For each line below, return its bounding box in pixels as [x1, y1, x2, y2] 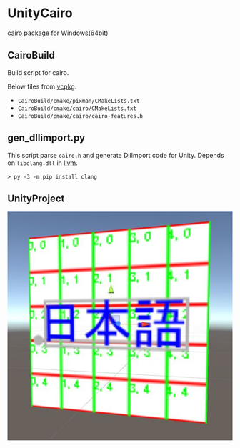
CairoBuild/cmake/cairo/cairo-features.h [17, 112, 143, 119]
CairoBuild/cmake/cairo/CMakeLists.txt [17, 105, 137, 112]
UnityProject [7, 192, 65, 204]
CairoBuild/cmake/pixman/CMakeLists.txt [17, 97, 140, 104]
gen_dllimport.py [7, 132, 86, 144]
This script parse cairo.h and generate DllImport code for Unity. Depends [7, 151, 224, 159]
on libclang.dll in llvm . [7, 159, 79, 167]
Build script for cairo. [7, 68, 69, 76]
